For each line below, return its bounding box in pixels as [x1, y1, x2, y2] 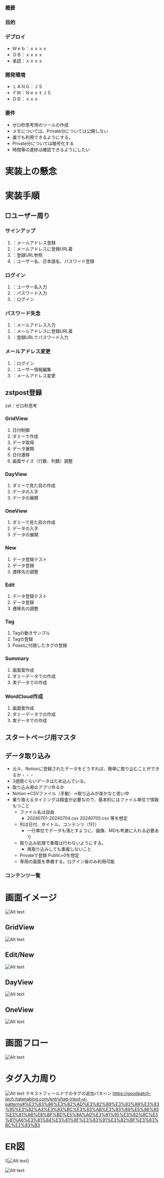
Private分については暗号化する [12, 140, 74, 146]
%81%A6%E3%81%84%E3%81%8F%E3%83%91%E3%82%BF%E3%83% [5, 1117, 159, 1123]
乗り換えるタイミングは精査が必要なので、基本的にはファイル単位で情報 [12, 797, 159, 802]
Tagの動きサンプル [12, 630, 50, 636]
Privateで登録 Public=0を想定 [19, 852, 80, 858]
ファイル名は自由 [19, 809, 55, 815]
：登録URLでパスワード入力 [12, 334, 69, 340]
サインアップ [5, 228, 36, 235]
